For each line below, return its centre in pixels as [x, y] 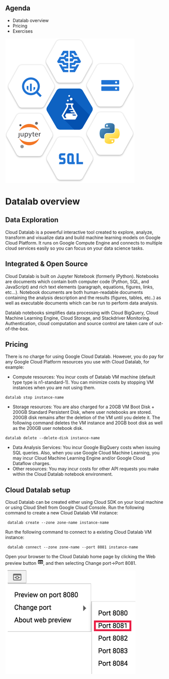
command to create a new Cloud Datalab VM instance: [62, 513]
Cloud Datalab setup [38, 490]
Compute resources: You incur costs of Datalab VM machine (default [84, 377]
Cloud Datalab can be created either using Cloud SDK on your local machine [84, 502]
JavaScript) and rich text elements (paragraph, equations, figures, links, [80, 287]
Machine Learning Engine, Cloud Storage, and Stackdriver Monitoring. [78, 318]
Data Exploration [32, 220]
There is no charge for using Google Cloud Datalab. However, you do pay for [84, 356]
